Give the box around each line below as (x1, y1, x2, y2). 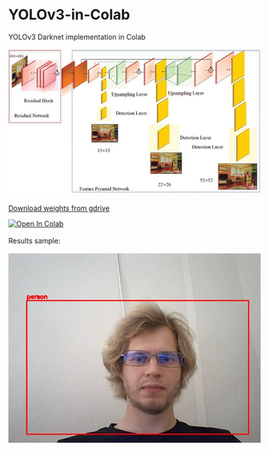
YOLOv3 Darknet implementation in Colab (8, 32, 147, 42)
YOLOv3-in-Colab (8, 6, 130, 24)
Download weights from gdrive (8, 203, 110, 213)
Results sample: (8, 236, 61, 246)
